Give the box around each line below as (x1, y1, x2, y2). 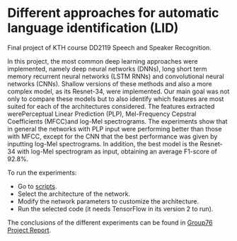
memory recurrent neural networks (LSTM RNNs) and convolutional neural (7, 72, 224, 81)
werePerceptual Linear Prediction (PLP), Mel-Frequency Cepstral (7, 110, 197, 118)
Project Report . (7, 225, 52, 234)
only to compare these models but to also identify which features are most (7, 94, 224, 103)
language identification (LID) (7, 20, 179, 36)
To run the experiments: (7, 168, 77, 177)
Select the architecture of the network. (17, 189, 131, 198)
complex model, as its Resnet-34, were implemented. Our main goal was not (7, 87, 230, 95)
